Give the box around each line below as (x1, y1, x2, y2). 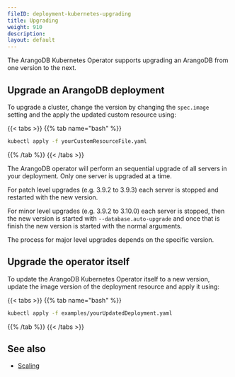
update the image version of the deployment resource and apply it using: (7, 282, 219, 291)
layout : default (7, 37, 55, 44)
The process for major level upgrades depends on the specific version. (7, 235, 214, 244)
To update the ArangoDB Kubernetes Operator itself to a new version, (7, 274, 210, 283)
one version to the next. (7, 64, 76, 72)
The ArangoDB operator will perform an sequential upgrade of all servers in (7, 164, 228, 173)
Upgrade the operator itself (7, 256, 130, 268)
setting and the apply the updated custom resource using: (7, 110, 177, 119)
